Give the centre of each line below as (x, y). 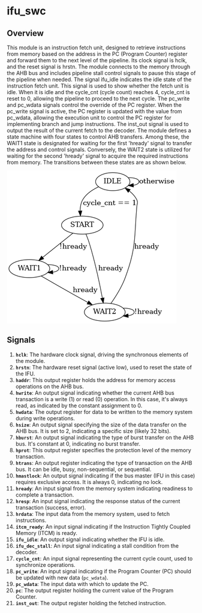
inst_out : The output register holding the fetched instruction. (91, 603)
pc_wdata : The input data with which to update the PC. (82, 584)
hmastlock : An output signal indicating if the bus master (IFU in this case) (105, 476)
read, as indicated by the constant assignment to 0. (79, 405)
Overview (25, 33)
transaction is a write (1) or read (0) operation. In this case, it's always (102, 399)
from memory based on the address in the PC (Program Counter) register (97, 54)
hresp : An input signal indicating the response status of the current (98, 501)
